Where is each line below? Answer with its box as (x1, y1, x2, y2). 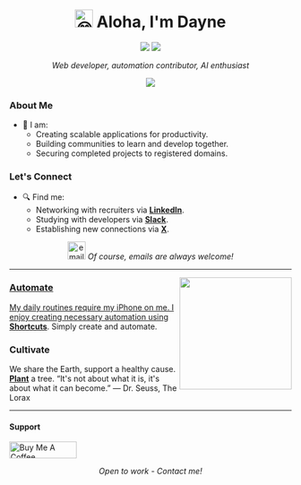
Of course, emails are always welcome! (87, 251, 234, 262)
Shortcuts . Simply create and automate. (9, 321, 158, 332)
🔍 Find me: (21, 191, 65, 202)
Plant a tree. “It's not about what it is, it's (9, 373, 159, 385)
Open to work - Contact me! (98, 466, 203, 477)
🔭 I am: (21, 119, 48, 130)
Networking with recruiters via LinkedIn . (35, 204, 185, 215)
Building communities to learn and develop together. (35, 139, 229, 150)
